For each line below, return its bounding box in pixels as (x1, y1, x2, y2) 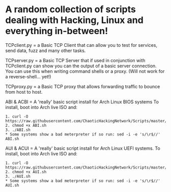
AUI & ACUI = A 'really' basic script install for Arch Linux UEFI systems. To (5, 145, 160, 151)
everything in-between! (5, 25, 108, 37)
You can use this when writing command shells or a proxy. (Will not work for (5, 68, 165, 74)
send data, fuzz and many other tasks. (5, 47, 86, 53)
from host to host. (5, 89, 43, 95)
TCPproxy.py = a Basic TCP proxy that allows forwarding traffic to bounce (5, 83, 160, 90)
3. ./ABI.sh (5, 127, 31, 132)
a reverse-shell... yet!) (5, 73, 51, 79)
